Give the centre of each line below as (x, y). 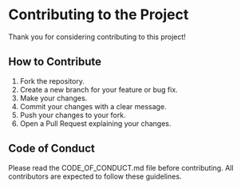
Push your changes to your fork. (73, 115)
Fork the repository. (52, 81)
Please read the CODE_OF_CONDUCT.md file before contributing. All (121, 167)
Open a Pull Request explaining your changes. (95, 123)
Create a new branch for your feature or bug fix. (99, 89)
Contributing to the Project (99, 15)
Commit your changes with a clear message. (93, 106)
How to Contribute (55, 62)
